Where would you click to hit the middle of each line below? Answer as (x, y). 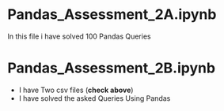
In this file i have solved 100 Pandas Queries (79, 36)
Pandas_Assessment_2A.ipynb (112, 15)
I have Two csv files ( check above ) (76, 90)
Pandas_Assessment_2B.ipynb (111, 68)
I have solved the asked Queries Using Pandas (95, 98)
